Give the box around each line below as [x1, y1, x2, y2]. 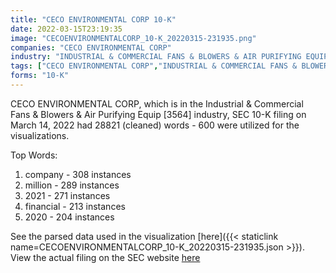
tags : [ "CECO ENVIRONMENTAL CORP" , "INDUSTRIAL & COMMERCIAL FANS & [10, 61, 298, 71]
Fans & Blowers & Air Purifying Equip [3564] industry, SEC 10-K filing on [10, 108, 307, 120]
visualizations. [10, 129, 70, 141]
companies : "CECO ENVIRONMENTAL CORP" [10, 42, 172, 53]
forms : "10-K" [10, 71, 70, 81]
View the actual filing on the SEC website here [10, 251, 201, 263]
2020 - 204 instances [24, 211, 115, 223]
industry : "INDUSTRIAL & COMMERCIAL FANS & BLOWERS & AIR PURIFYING [10, 52, 302, 62]
